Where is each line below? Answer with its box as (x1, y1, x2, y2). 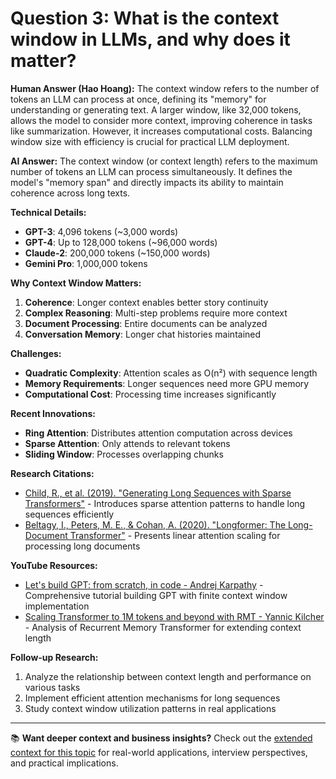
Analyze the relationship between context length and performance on (24, 670, 312, 682)
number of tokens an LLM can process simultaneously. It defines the (10, 165, 293, 177)
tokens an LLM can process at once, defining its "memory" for (10, 93, 267, 105)
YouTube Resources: (10, 559, 98, 571)
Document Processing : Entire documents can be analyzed (24, 317, 268, 329)
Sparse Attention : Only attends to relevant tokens (24, 437, 231, 449)
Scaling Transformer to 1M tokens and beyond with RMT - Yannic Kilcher (24, 610, 325, 622)
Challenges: (10, 347, 62, 359)
